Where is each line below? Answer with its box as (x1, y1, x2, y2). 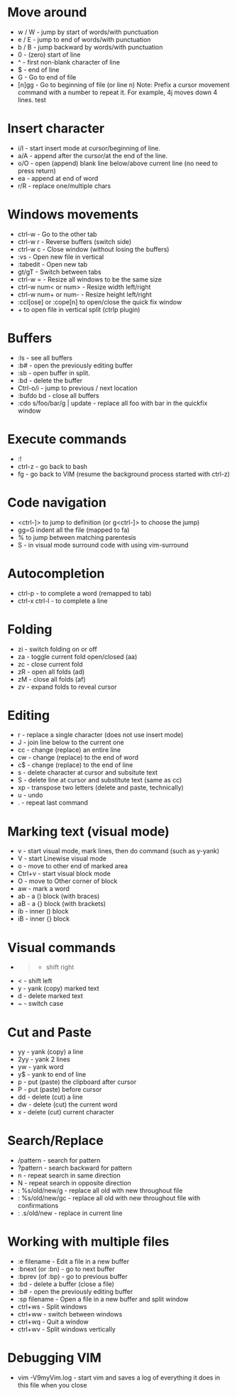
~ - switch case (17, 999, 64, 1008)
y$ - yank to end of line (17, 1070, 87, 1079)
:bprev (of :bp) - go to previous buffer (17, 1273, 128, 1281)
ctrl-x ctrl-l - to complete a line (17, 597, 108, 605)
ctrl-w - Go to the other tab (17, 230, 97, 238)
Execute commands (7, 431, 127, 447)
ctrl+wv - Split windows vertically (17, 1325, 116, 1334)
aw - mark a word (17, 885, 70, 893)
